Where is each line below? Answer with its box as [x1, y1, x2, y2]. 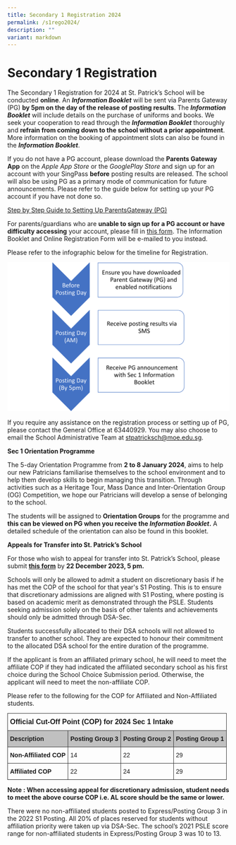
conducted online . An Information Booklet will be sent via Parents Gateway [7, 96, 228, 105]
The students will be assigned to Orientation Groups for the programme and [7, 512, 230, 521]
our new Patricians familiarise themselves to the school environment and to [7, 468, 225, 477]
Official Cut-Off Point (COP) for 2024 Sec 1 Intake [10, 718, 174, 726]
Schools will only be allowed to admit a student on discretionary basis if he [7, 576, 224, 584]
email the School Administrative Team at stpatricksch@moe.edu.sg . [7, 433, 204, 442]
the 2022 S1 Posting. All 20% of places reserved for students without [7, 815, 208, 823]
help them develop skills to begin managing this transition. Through [7, 475, 203, 484]
